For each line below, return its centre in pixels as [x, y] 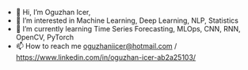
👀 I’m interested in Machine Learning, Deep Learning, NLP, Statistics [127, 20]
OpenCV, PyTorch [45, 37]
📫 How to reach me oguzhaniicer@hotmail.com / [96, 46]
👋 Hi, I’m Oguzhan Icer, [53, 12]
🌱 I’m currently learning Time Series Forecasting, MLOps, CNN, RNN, [128, 29]
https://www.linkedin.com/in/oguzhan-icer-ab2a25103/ [106, 57]
